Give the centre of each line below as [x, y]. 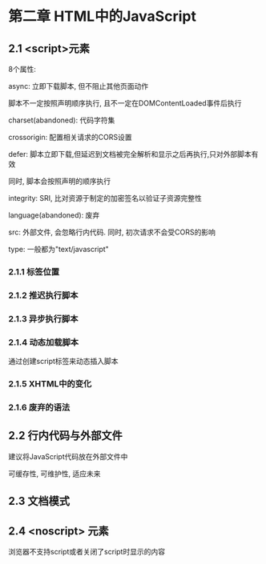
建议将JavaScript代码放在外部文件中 [68, 456]
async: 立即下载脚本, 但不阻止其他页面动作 [79, 86]
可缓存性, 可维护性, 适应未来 [54, 474]
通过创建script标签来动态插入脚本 [63, 362]
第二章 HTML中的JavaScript [102, 16]
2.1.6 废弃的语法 [39, 407]
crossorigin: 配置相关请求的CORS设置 [70, 137]
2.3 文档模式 [39, 501]
